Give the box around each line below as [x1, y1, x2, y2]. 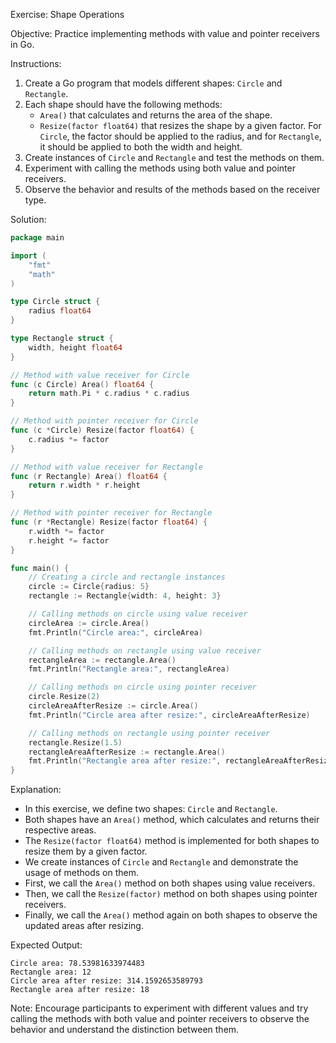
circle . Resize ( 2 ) [28, 692, 101, 702]
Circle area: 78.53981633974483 [10, 959, 145, 969]
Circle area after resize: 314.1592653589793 [10, 976, 203, 986]
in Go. [10, 39, 35, 50]
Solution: [10, 214, 47, 225]
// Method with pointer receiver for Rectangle [10, 508, 213, 518]
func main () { [10, 563, 70, 573]
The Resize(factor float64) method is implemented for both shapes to [24, 835, 320, 847]
